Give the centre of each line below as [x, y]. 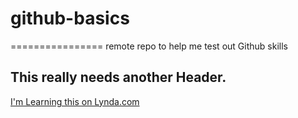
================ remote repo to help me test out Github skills [149, 46]
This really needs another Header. [118, 77]
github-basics [70, 18]
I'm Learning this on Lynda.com [75, 101]
